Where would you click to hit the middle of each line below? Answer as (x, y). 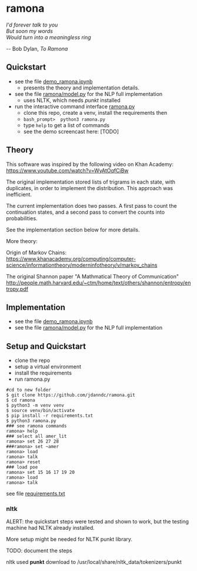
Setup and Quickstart (46, 346)
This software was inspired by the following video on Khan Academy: (90, 164)
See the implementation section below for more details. (73, 230)
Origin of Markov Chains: (36, 253)
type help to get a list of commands (66, 125)
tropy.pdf (17, 289)
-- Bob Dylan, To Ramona (37, 48)
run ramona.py (32, 379)
